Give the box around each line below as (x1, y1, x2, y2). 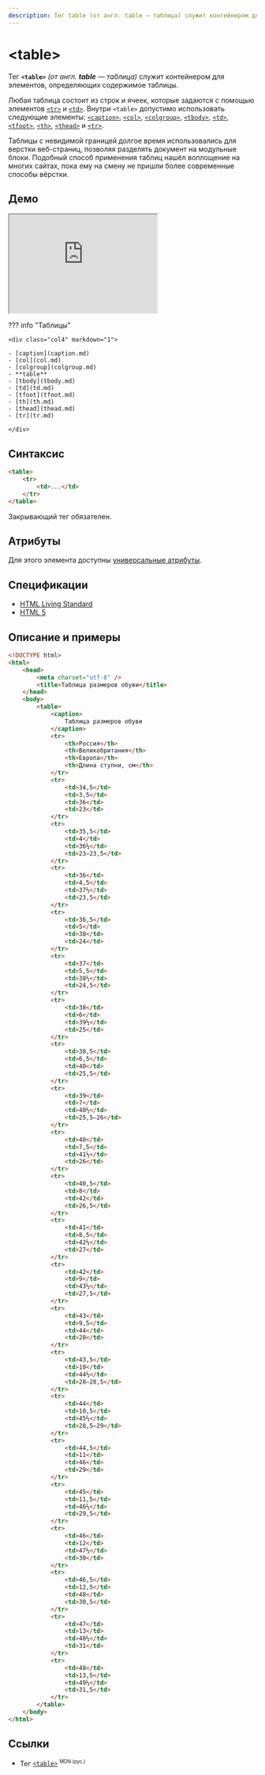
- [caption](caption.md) (8, 350, 90, 358)
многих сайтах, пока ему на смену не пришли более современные (8, 161, 235, 170)
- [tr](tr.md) (8, 412, 55, 420)
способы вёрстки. (8, 169, 69, 178)
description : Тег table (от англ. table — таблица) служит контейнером (8, 11, 248, 20)
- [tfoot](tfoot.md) (8, 391, 77, 399)
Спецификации (8, 578, 88, 592)
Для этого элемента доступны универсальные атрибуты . (8, 556, 203, 565)
